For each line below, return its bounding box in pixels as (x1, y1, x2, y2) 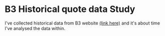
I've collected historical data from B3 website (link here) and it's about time (5, 20, 160, 26)
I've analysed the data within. (5, 25, 66, 31)
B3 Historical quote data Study (5, 3, 135, 15)
